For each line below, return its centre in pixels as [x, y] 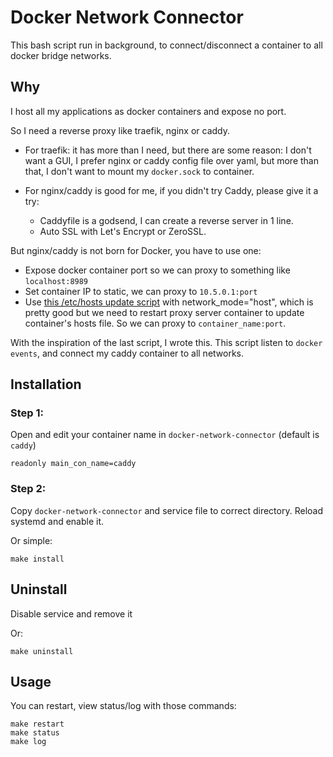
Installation [46, 384]
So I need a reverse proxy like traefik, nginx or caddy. [120, 130]
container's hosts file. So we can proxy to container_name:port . [155, 323]
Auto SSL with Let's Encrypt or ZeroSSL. [123, 231]
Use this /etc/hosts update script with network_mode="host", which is [169, 302]
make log [28, 742]
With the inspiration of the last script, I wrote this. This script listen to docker [166, 342]
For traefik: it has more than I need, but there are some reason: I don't [168, 150]
